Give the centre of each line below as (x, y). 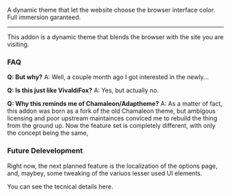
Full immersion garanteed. (44, 17)
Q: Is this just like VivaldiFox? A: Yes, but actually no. (83, 90)
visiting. (18, 44)
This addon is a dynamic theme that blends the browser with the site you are (115, 37)
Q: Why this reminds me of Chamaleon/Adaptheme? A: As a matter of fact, (115, 104)
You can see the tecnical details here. (60, 186)
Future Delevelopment (45, 151)
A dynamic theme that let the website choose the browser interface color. (111, 10)
